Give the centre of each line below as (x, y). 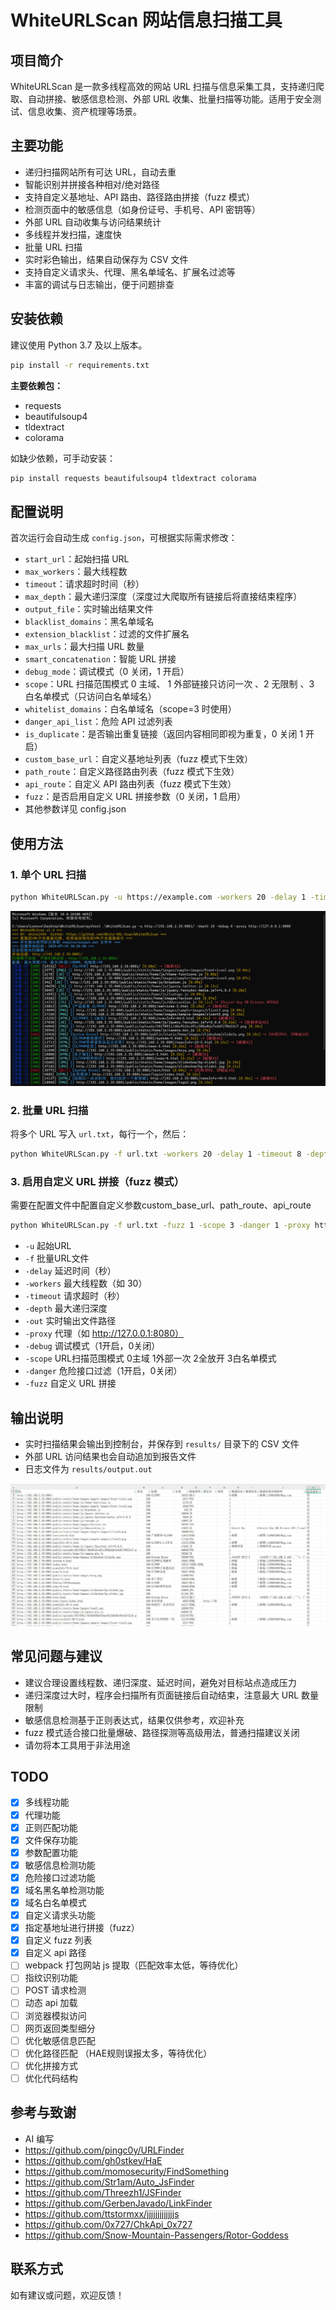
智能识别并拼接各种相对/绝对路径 (92, 184)
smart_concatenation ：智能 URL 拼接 (100, 659)
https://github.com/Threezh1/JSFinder (103, 2192)
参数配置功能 (51, 1852)
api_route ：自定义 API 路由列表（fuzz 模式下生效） (130, 784)
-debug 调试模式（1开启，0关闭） (92, 1346)
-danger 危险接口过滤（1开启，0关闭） (103, 1371)
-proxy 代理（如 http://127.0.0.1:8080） (104, 1333)
